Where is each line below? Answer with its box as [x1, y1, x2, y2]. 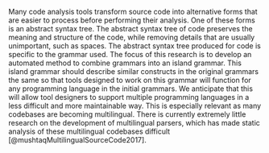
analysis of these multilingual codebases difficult [8, 126, 171, 136]
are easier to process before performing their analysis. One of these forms [8, 15, 255, 25]
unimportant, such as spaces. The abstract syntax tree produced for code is [8, 41, 262, 51]
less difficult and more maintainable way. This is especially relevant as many [8, 101, 262, 110]
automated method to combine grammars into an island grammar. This [8, 58, 242, 68]
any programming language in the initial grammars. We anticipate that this [8, 84, 254, 93]
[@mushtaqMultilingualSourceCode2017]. [8, 135, 147, 144]
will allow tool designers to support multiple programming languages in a [8, 93, 250, 101]
